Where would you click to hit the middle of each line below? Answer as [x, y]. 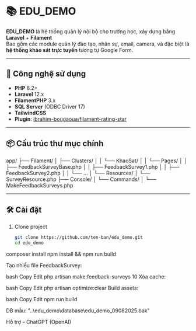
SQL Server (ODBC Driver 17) [50, 106]
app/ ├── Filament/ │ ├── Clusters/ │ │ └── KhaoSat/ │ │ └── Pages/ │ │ [97, 161]
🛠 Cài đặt [24, 210]
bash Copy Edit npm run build [42, 299]
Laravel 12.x [29, 94]
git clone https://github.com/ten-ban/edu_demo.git [78, 238]
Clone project [31, 227]
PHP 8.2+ [26, 88]
